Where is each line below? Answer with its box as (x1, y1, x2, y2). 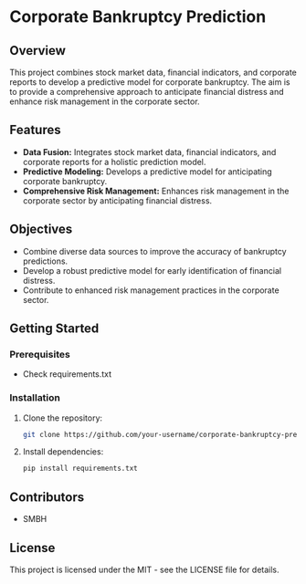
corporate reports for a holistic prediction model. (22, 156, 206, 167)
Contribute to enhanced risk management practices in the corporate (22, 285, 280, 296)
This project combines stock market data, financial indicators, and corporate (9, 67, 297, 78)
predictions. (22, 255, 69, 266)
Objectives (9, 222, 73, 237)
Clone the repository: (22, 412, 103, 423)
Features (9, 122, 61, 138)
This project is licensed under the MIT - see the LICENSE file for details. (9, 564, 280, 575)
